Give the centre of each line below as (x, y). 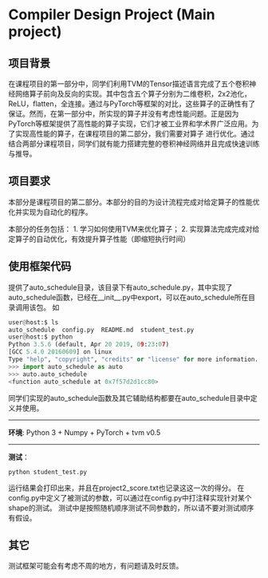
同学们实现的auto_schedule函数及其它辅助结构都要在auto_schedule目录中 (130, 398)
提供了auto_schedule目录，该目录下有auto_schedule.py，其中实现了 (120, 287)
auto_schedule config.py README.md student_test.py (101, 330)
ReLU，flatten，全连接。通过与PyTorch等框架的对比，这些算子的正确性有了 (132, 104)
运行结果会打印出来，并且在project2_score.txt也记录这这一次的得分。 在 (126, 488)
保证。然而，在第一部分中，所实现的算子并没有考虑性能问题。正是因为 (124, 114)
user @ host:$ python (41, 337)
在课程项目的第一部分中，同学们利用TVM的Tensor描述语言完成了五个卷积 (129, 84)
